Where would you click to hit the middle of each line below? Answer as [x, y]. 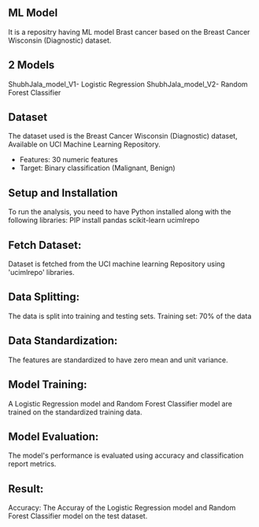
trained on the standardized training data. [75, 412]
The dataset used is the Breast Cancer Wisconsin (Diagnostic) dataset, [123, 136]
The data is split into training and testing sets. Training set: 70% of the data [130, 316]
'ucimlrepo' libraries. [41, 273]
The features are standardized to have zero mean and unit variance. [118, 360]
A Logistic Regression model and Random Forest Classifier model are [120, 403]
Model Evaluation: [54, 436]
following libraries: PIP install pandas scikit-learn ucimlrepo [104, 221]
